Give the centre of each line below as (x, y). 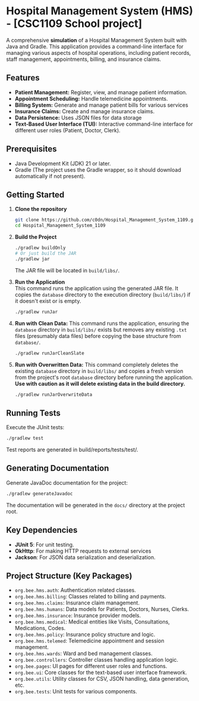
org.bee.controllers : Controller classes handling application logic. (97, 660)
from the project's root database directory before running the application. (104, 377)
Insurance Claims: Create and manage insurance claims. (85, 111)
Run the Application (40, 282)
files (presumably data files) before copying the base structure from (98, 336)
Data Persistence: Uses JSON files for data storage (78, 117)
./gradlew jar (32, 259)
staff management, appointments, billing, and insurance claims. (84, 59)
